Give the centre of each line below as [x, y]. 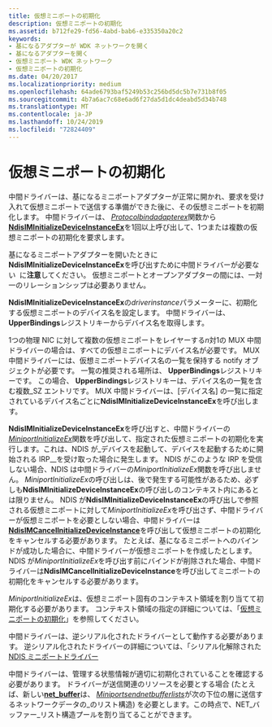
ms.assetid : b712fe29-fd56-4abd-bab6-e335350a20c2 [96, 31]
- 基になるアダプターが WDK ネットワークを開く [79, 46]
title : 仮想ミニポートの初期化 [54, 16]
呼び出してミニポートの [222, 571]
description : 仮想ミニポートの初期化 [65, 24]
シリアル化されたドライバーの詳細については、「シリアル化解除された [147, 646]
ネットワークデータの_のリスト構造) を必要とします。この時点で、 [125, 704]
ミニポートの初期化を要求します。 [72, 237]
